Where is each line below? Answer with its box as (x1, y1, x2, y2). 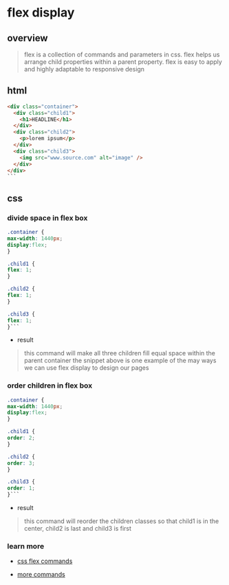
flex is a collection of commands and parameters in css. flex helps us (23, 50, 220, 58)
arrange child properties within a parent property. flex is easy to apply (23, 58, 222, 66)
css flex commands (17, 557, 73, 565)
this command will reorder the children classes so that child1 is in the (23, 517, 219, 525)
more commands (17, 571, 65, 579)
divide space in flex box (7, 213, 88, 223)
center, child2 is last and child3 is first (23, 525, 132, 533)
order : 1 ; (7, 485, 36, 492)
